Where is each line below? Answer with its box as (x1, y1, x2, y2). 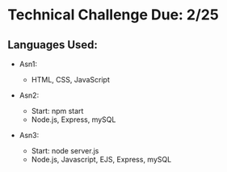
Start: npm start (31, 107, 84, 115)
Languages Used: (7, 38, 99, 52)
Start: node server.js (31, 146, 99, 155)
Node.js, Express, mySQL (31, 115, 116, 124)
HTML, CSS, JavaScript (31, 75, 110, 84)
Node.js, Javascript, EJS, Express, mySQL (31, 155, 172, 164)
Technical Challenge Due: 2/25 (7, 6, 219, 24)
